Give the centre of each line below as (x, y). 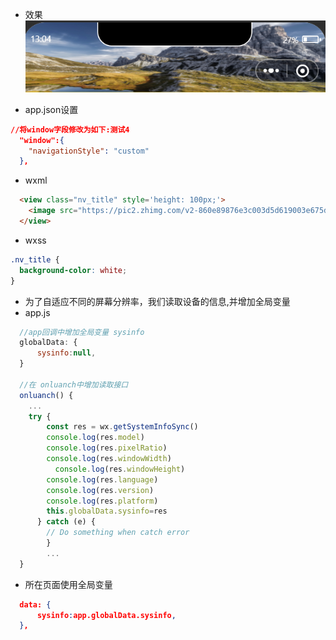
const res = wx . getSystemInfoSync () (122, 427)
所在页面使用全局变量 (68, 584)
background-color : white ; (73, 270)
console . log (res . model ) (95, 438)
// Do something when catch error (118, 533)
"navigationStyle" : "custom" (89, 151)
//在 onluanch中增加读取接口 (74, 384)
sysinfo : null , (66, 353)
